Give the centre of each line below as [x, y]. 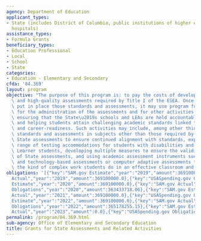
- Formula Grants [28, 39]
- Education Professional [38, 51]
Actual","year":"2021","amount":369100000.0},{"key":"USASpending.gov [101, 195]
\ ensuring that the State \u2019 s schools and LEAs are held [89, 117]
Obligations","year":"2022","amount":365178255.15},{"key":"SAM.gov [99, 206]
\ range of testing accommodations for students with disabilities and [103, 145]
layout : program [26, 90]
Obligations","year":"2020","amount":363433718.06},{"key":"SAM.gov [99, 190]
